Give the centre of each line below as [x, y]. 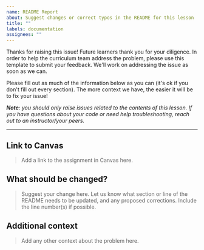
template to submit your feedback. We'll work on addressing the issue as [97, 65]
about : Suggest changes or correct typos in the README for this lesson [100, 18]
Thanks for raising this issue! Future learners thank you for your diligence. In [102, 52]
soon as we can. [27, 71]
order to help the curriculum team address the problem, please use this [95, 58]
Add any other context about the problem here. [80, 240]
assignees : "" [24, 35]
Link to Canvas [35, 146]
